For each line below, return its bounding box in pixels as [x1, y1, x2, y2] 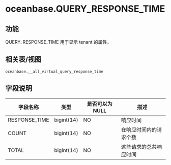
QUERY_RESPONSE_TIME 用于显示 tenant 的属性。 [5, 39, 112, 45]
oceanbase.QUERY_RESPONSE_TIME [5, 3, 165, 15]
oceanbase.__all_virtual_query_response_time [5, 69, 103, 74]
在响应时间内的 [121, 126, 157, 133]
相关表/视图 [5, 55, 42, 64]
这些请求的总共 [121, 143, 157, 150]
